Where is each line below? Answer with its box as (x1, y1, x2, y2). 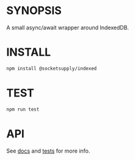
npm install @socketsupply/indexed (6, 65, 97, 71)
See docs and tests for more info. (6, 147, 90, 155)
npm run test (6, 106, 40, 112)
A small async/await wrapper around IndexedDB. (6, 24, 130, 31)
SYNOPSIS (6, 4, 62, 18)
